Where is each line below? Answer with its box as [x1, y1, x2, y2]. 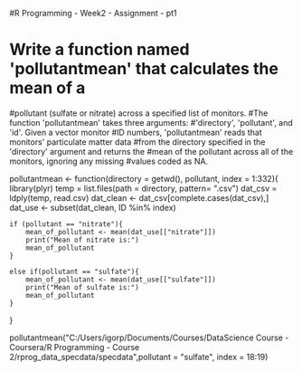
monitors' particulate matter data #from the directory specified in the [9, 136, 266, 147]
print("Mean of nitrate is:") [25, 235, 140, 244]
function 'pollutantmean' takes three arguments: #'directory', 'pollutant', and [9, 117, 294, 128]
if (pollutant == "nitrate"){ [9, 219, 124, 229]
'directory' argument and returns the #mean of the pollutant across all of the [9, 146, 294, 157]
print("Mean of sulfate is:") [25, 282, 140, 292]
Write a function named [9, 40, 190, 60]
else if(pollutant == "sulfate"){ [9, 267, 140, 276]
